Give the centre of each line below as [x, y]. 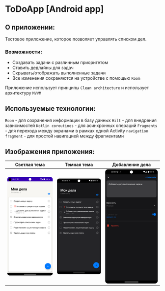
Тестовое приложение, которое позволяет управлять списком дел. [76, 39]
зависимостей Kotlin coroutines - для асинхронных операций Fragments [81, 126]
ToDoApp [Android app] [55, 9]
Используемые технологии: [50, 109]
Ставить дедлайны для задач [43, 68]
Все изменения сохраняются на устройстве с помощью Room [76, 78]
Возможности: [24, 52]
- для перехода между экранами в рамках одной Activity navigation [77, 131]
